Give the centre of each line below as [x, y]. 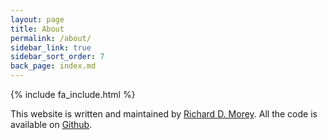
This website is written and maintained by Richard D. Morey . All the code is [164, 114]
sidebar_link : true [51, 47]
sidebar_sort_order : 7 [57, 57]
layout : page [37, 19]
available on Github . [51, 124]
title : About [37, 29]
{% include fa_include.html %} [73, 94]
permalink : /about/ [51, 38]
